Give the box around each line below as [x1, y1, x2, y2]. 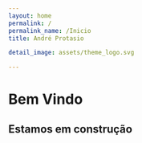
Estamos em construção [8, 122, 132, 136]
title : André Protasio [8, 34, 84, 43]
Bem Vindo [8, 90, 83, 108]
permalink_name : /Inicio [8, 27, 91, 35]
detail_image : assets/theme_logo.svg [8, 49, 135, 57]
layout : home [8, 11, 52, 20]
